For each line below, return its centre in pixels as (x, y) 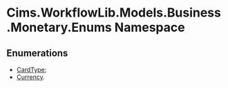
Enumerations (37, 53)
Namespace (150, 27)
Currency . (31, 77)
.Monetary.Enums (59, 27)
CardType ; (31, 70)
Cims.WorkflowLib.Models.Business (114, 13)
